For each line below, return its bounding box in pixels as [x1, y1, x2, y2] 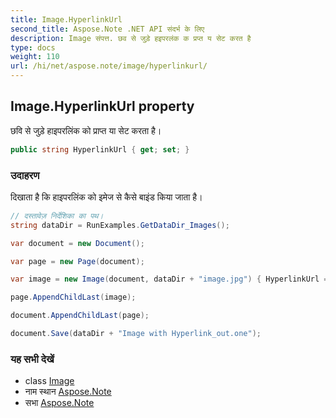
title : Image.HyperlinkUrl [10, 14, 123, 25]
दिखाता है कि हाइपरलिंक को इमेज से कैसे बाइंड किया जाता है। [10, 191, 203, 203]
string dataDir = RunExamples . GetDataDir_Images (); [10, 220, 230, 230]
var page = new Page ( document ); [10, 256, 145, 266]
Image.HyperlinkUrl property [10, 98, 195, 115]
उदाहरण [10, 168, 40, 182]
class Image [24, 375, 75, 387]
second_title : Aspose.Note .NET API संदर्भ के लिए [10, 24, 205, 34]
